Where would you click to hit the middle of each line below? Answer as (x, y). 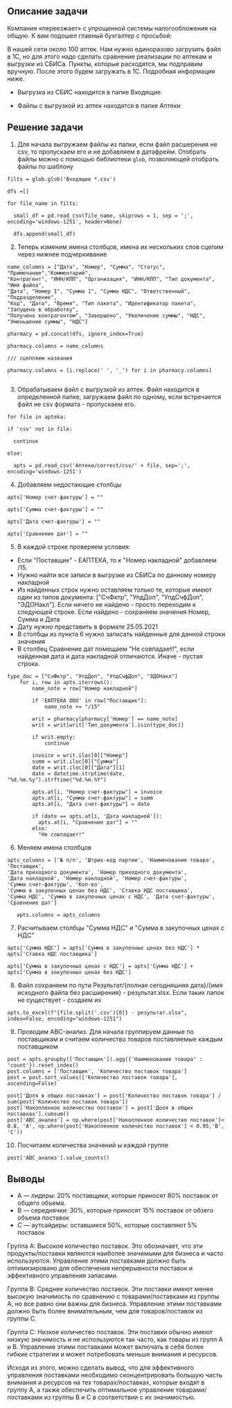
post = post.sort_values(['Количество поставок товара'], (92, 1077)
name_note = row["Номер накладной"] (85, 688)
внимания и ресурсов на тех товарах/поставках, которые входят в (106, 1382)
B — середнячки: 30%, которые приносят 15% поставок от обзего (115, 1211)
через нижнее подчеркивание (62, 254)
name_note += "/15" (72, 706)
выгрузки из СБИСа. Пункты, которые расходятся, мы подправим (105, 64)
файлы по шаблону (45, 166)
